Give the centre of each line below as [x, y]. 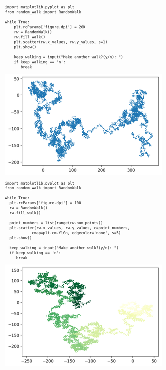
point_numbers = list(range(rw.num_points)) [56, 223]
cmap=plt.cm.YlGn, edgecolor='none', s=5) [76, 233]
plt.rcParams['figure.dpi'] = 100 [45, 203]
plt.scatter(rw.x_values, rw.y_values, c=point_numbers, [70, 228]
